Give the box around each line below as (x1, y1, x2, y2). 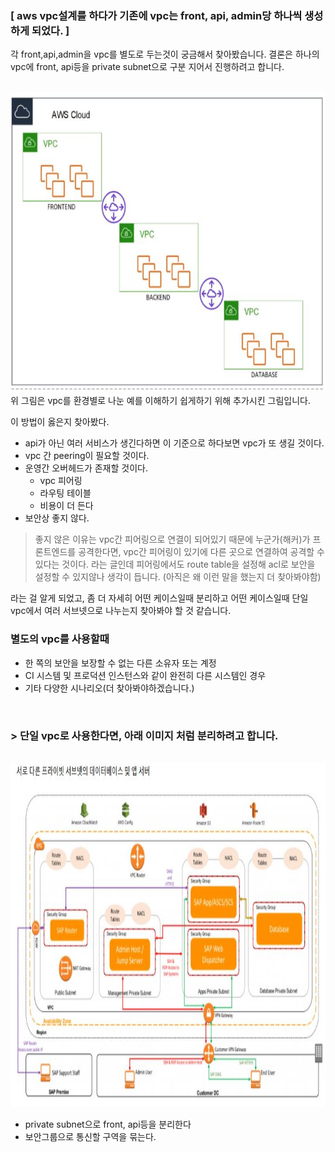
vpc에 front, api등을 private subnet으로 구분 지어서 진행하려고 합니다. (10, 61, 285, 73)
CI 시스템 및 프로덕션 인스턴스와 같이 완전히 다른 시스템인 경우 (24, 669, 267, 681)
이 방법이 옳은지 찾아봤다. (10, 416, 110, 428)
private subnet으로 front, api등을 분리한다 (24, 1118, 192, 1130)
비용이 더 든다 (39, 500, 94, 512)
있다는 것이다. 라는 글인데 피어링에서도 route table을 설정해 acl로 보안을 (34, 558, 316, 571)
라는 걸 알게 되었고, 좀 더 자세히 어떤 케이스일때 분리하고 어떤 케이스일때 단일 (10, 592, 309, 604)
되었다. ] (31, 23, 70, 37)
